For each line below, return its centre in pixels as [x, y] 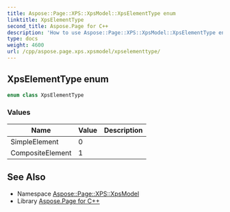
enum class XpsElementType [46, 95]
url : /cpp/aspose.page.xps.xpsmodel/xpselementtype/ [84, 52]
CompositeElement [41, 153]
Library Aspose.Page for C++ [59, 201]
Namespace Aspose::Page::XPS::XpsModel [78, 194]
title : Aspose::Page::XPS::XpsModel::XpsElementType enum [91, 13]
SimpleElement [35, 142]
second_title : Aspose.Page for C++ [58, 26]
